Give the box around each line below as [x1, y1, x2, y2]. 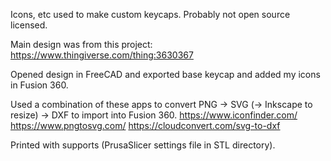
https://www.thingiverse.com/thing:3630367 [10, 49, 194, 61]
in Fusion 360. [10, 79, 69, 91]
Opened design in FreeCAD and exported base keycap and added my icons [10, 69, 321, 80]
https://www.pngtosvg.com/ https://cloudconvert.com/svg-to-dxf [10, 120, 281, 131]
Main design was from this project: [10, 39, 153, 50]
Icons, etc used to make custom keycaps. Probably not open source [10, 9, 291, 20]
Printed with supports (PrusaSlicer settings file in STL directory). [10, 139, 276, 151]
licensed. [10, 19, 48, 31]
